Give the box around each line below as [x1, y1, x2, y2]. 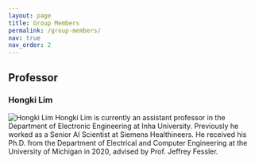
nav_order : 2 [8, 41, 52, 49]
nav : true [8, 33, 41, 42]
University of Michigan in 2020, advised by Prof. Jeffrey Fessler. [8, 146, 218, 156]
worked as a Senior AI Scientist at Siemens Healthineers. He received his [8, 129, 247, 139]
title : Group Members [8, 19, 80, 27]
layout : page [8, 11, 52, 20]
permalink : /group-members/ [8, 26, 102, 34]
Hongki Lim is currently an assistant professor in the [55, 112, 226, 122]
